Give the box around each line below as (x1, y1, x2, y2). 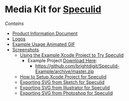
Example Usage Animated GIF (12, 41, 75, 47)
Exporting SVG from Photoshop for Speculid (19, 90, 113, 96)
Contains (5, 20, 24, 27)
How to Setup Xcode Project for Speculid (19, 73, 107, 80)
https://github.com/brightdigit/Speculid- (35, 63, 120, 69)
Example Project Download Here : (27, 57, 98, 63)
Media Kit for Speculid (5, 4, 101, 15)
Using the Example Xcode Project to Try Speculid (19, 52, 124, 58)
